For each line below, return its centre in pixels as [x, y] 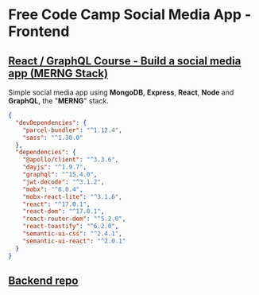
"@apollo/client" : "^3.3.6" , [71, 160]
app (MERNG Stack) [58, 73]
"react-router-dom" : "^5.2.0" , [74, 219]
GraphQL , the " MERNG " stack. [58, 101]
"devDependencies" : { [51, 122]
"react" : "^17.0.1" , [56, 204]
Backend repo [43, 280]
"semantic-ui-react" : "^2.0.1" [74, 241]
